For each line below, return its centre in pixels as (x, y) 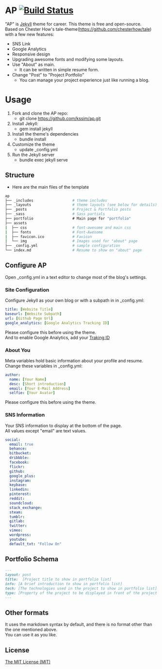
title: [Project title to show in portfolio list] (58, 580)
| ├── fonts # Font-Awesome (54, 232)
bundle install (33, 139)
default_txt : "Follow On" (36, 544)
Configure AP (26, 266)
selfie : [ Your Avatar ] (32, 393)
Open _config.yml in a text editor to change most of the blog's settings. (76, 277)
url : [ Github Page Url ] (29, 318)
